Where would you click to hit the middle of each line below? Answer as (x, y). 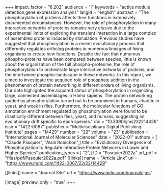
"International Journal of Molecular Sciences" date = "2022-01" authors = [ (81, 137)
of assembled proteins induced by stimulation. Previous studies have (75, 38)
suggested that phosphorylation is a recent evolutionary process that (75, 43)
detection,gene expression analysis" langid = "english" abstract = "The (77, 12)
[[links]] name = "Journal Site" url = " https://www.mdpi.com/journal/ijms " (79, 173)
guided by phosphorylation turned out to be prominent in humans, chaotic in (82, 101)
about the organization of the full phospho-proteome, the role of (70, 64)
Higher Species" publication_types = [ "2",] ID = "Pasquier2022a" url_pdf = (81, 153)
